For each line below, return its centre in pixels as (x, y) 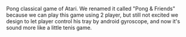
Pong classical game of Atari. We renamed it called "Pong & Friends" (91, 9)
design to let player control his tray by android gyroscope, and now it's (93, 21)
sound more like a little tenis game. (49, 27)
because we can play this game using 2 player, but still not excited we (92, 15)
